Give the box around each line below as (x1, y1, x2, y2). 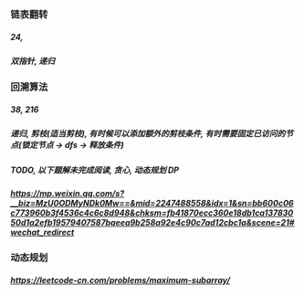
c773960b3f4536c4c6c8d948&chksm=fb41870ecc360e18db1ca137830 (10, 207, 294, 218)
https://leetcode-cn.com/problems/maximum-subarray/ (10, 274, 231, 285)
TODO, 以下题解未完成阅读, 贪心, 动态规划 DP (10, 164, 180, 175)
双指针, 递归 (10, 55, 56, 66)
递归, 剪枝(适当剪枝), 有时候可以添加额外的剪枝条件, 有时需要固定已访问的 (10, 128, 286, 139)
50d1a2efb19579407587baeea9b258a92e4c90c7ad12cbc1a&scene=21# (10, 216, 295, 227)
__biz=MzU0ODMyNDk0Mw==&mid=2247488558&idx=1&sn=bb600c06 (10, 197, 295, 208)
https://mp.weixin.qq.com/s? (10, 187, 125, 198)
